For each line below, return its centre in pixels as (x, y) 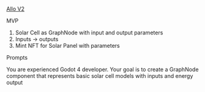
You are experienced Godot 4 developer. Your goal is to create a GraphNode (102, 69)
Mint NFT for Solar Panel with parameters (68, 46)
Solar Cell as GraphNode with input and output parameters (89, 33)
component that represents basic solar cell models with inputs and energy (100, 76)
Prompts (17, 57)
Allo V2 (15, 9)
